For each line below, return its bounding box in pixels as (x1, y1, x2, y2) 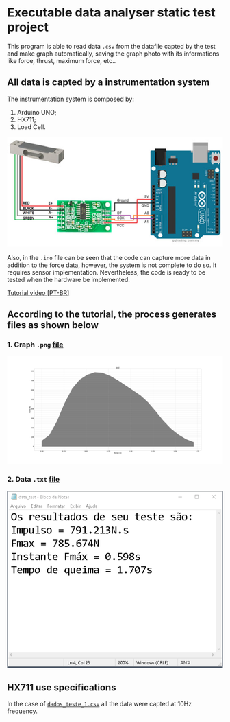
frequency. (7, 707, 38, 715)
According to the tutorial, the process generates (7, 309, 217, 321)
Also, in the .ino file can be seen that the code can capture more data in (7, 253, 211, 261)
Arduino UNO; (16, 108, 57, 116)
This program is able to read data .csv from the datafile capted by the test (7, 42, 216, 50)
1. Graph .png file (7, 340, 64, 349)
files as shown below (7, 319, 99, 331)
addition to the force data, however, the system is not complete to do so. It (7, 261, 217, 269)
